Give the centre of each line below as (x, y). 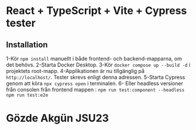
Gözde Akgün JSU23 (58, 118)
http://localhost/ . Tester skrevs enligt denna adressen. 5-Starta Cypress (96, 77)
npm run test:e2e (27, 95)
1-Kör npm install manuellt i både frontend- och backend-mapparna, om (94, 59)
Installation (27, 45)
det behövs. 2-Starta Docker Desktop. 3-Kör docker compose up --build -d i (98, 65)
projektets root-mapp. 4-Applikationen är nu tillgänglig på (75, 71)
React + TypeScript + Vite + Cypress (97, 11)
